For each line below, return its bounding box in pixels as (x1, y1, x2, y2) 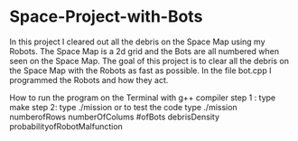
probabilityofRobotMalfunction (9, 120, 124, 132)
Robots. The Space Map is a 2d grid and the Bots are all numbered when (9, 45, 280, 56)
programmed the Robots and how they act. (9, 74, 169, 85)
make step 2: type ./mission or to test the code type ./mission (9, 101, 237, 112)
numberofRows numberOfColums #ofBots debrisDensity (9, 111, 219, 122)
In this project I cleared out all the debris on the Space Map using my (9, 36, 265, 47)
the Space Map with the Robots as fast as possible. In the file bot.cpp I (9, 65, 272, 76)
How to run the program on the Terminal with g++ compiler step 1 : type (9, 92, 276, 103)
